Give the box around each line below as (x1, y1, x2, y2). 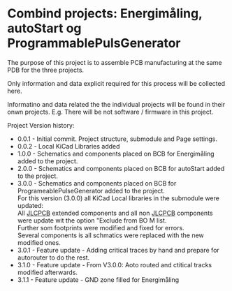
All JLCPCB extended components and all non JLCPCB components (17, 209, 213, 217)
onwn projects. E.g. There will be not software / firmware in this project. (7, 107, 214, 116)
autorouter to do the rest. (17, 253, 90, 262)
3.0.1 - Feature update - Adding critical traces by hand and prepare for (17, 246, 220, 254)
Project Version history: (7, 121, 75, 129)
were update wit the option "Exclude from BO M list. (17, 216, 167, 225)
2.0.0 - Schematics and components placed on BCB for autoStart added (17, 164, 225, 172)
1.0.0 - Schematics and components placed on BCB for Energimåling (17, 149, 215, 158)
